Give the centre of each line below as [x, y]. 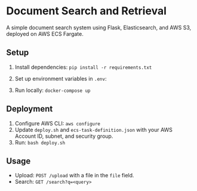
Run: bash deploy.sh [40, 142]
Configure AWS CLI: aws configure [57, 123]
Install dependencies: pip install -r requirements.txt [83, 67]
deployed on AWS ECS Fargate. [45, 33]
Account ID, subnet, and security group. [64, 136]
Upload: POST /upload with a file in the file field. [74, 175]
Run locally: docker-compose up [53, 90]
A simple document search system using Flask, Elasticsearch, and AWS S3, [99, 27]
